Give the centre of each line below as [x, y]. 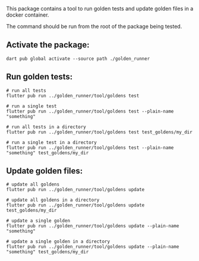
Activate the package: [48, 45]
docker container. [28, 15]
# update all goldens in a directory [53, 200]
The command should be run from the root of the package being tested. [94, 26]
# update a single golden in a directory [58, 242]
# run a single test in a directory [51, 142]
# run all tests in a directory [46, 127]
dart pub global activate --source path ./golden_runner [78, 59]
